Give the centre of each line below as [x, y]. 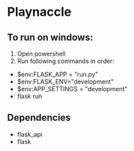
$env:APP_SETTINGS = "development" [72, 89]
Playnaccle [40, 12]
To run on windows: [50, 37]
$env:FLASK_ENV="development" [65, 82]
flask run [30, 96]
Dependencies [39, 118]
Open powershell [41, 54]
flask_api [30, 134]
